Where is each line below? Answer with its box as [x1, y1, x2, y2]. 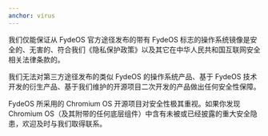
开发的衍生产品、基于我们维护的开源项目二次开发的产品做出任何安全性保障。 [8, 82, 261, 91]
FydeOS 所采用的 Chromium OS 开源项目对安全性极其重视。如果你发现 [8, 98, 241, 108]
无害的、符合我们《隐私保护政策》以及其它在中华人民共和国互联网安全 [29, 45, 261, 54]
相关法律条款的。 [8, 54, 65, 64]
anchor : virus [8, 11, 56, 20]
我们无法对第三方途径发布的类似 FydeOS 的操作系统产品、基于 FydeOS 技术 [8, 71, 258, 81]
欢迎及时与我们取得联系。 [22, 118, 106, 128]
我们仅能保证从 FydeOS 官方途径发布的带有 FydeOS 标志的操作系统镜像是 [8, 34, 250, 44]
